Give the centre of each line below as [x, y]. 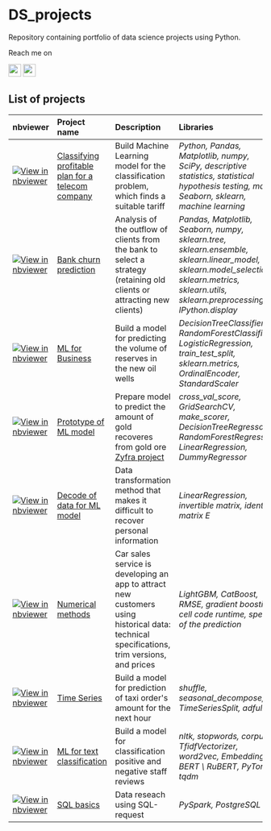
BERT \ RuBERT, [209, 766]
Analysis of [136, 219]
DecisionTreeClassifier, [223, 322]
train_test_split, [207, 353]
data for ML [79, 505]
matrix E [194, 515]
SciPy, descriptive [213, 165]
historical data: [143, 624]
